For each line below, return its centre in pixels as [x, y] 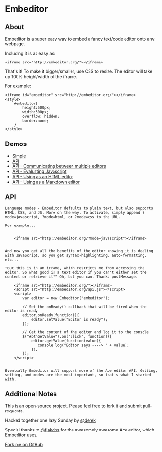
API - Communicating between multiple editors [59, 166]
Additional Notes [31, 394]
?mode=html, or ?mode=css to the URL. [81, 217]
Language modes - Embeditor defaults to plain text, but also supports [79, 208]
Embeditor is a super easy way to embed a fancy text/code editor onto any [80, 39]
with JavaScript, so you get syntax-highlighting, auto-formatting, [76, 255]
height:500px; [37, 108]
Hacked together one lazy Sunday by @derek [51, 420]
